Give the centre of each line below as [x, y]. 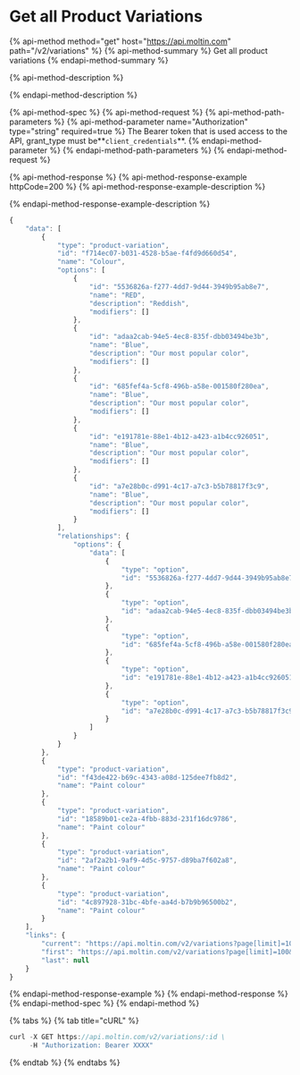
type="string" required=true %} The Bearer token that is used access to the [149, 131]
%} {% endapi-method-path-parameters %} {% [137, 150]
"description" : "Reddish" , [139, 303]
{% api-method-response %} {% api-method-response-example [128, 177]
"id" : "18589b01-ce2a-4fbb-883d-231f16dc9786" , [147, 819]
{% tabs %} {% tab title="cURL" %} [75, 1020]
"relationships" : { [93, 537]
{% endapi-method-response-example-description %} [110, 204]
